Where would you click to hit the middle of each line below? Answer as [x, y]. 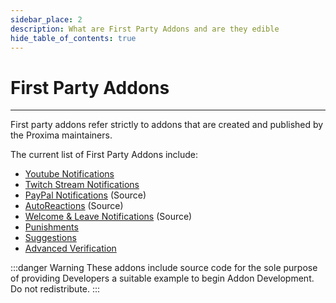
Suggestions [50, 238]
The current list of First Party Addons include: [104, 155]
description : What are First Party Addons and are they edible [145, 29]
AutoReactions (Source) [74, 206]
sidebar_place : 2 [46, 19]
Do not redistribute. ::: [55, 289]
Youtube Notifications [69, 174]
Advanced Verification [70, 248]
